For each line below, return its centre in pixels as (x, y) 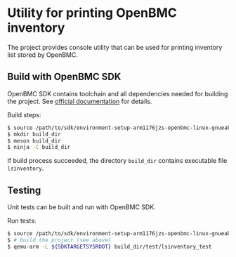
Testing (24, 190)
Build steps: (24, 114)
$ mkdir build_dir (34, 134)
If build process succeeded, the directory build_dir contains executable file (117, 161)
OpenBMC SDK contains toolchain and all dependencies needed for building (118, 93)
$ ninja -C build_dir (39, 147)
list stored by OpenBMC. (43, 55)
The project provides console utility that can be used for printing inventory (115, 47)
